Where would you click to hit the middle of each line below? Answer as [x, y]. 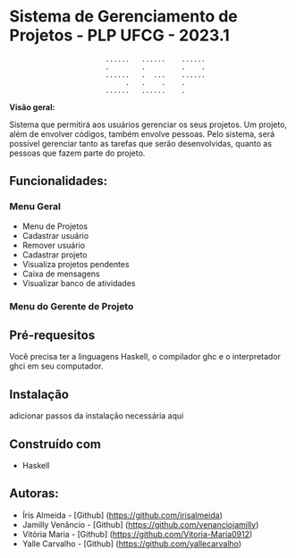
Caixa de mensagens [61, 274]
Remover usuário [54, 245]
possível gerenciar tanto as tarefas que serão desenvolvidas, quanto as [141, 143]
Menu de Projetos [55, 226]
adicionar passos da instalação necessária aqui [97, 416]
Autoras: [34, 494]
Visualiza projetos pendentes [76, 264]
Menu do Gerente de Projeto [72, 306]
